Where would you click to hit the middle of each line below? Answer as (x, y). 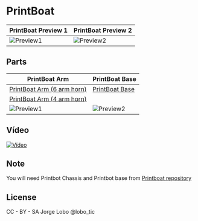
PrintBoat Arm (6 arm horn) (48, 89)
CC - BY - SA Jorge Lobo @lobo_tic (51, 212)
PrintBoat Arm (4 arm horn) (48, 99)
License (21, 197)
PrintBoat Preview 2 (103, 30)
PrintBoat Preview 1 (39, 30)
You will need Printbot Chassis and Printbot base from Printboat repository (99, 178)
